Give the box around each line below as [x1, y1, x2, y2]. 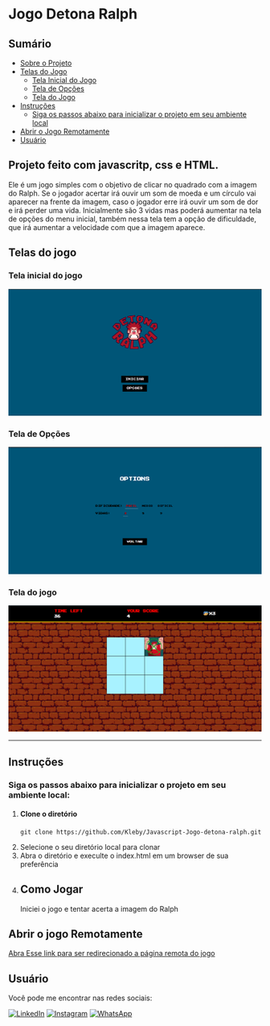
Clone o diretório [19, 810, 78, 819]
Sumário [8, 37, 52, 51]
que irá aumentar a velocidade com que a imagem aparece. [8, 222, 206, 232]
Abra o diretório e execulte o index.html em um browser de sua [19, 851, 229, 860]
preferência [19, 859, 59, 869]
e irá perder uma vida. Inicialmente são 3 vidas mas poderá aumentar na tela [8, 205, 262, 215]
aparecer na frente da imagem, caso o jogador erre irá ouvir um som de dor [8, 196, 259, 206]
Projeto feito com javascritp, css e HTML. [8, 159, 219, 172]
